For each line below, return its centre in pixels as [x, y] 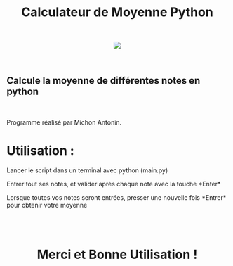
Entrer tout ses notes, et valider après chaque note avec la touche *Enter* [114, 184]
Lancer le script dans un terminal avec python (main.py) [87, 170]
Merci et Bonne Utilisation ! [117, 254]
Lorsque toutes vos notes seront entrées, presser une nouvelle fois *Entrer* [116, 197]
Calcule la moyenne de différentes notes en [104, 81]
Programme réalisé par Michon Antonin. [64, 122]
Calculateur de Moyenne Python [117, 12]
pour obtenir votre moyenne [47, 205]
